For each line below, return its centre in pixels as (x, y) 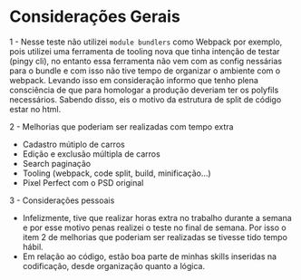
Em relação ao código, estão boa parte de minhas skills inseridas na (150, 256)
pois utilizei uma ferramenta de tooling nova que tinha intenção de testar (145, 51)
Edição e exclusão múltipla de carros (91, 154)
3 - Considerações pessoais (62, 200)
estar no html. (35, 109)
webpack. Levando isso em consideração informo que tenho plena (134, 80)
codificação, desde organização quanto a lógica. (114, 266)
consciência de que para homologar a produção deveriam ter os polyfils (144, 90)
